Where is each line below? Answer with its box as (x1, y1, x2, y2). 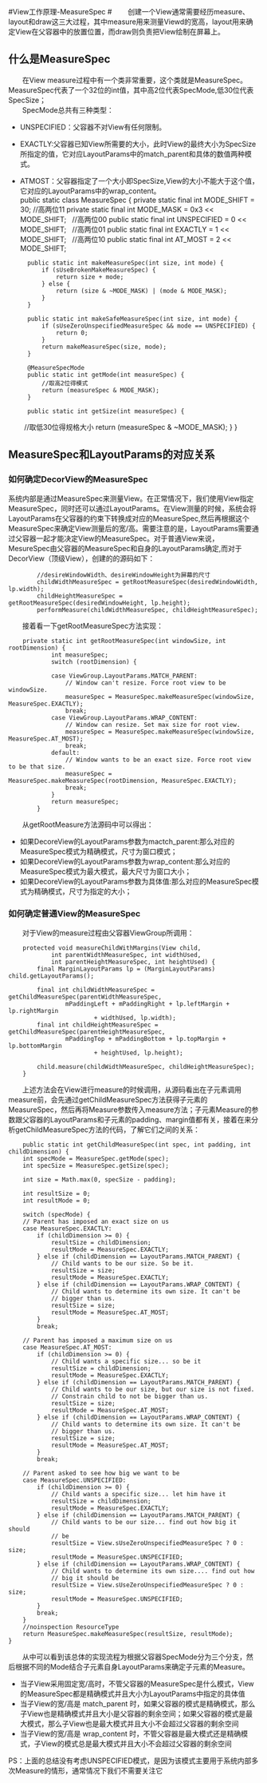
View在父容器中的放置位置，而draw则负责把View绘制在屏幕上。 (14, 27, 225, 36)
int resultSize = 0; (22, 1189, 91, 1197)
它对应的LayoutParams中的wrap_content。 (19, 186, 161, 196)
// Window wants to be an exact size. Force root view (65, 756, 251, 764)
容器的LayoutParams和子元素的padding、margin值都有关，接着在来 (29, 1114, 252, 1124)
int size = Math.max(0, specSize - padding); (22, 1175, 177, 1184)
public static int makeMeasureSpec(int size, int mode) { (27, 259, 224, 267)
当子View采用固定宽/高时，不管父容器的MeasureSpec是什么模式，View (19, 1678, 255, 1688)
